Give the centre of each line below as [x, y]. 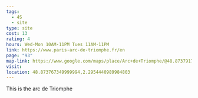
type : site [19, 28]
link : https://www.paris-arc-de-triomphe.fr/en [66, 50]
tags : [13, 12]
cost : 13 [17, 34]
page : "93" [19, 55]
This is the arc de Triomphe [39, 89]
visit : [14, 66]
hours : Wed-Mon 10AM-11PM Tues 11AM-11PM [58, 45]
